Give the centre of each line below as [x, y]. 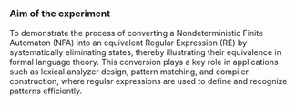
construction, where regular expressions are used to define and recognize [148, 81]
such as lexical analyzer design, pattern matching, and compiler [129, 72]
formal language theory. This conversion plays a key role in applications [144, 62]
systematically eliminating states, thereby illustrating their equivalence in [146, 52]
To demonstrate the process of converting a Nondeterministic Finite [137, 33]
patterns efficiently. [46, 91]
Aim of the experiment [60, 14]
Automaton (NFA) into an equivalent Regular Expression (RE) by [128, 43]
